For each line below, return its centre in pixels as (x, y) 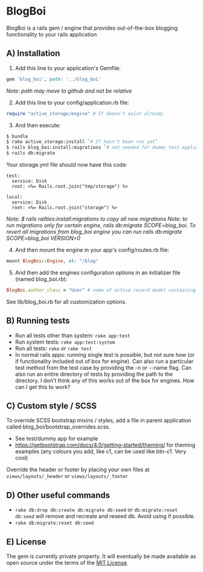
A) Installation (33, 54)
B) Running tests (38, 321)
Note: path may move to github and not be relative (69, 91)
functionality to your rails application (52, 34)
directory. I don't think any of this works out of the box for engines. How (105, 381)
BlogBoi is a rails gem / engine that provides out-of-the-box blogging (92, 28)
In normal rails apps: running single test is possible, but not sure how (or (105, 354)
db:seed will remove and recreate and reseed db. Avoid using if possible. (105, 516)
